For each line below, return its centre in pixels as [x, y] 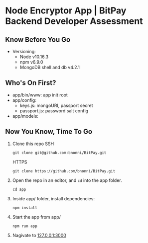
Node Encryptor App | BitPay [66, 11]
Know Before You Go [38, 40]
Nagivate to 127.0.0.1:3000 [39, 235]
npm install [25, 208]
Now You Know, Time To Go [49, 132]
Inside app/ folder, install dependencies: [53, 198]
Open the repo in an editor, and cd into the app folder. [67, 180]
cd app [19, 189]
